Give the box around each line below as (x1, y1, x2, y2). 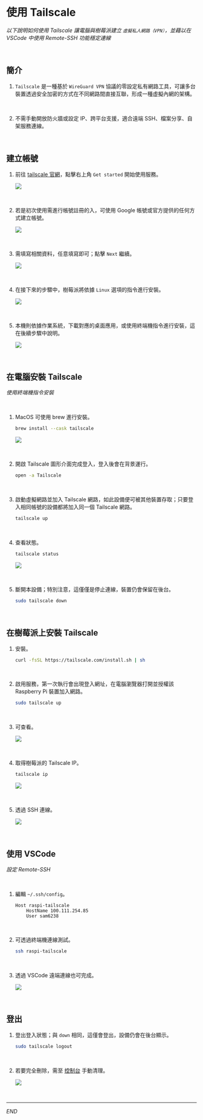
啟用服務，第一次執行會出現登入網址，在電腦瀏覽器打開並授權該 (14, 680, 174, 688)
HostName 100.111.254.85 (26, 908, 89, 914)
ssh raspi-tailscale (14, 948, 67, 954)
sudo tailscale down (14, 597, 67, 604)
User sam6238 (26, 913, 59, 919)
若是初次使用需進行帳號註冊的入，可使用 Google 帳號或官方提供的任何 (14, 206, 190, 213)
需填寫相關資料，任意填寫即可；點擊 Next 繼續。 (14, 250, 135, 257)
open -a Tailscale (14, 472, 62, 478)
